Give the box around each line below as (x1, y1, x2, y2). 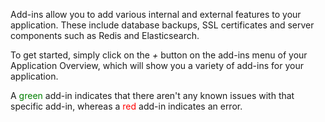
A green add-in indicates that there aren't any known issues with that (10, 90, 295, 101)
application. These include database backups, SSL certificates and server (10, 19, 315, 31)
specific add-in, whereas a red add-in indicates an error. (10, 100, 243, 112)
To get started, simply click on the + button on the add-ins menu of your (10, 49, 308, 61)
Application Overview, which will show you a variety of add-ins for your (10, 60, 304, 71)
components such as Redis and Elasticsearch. (10, 30, 200, 41)
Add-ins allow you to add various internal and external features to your (10, 9, 302, 20)
